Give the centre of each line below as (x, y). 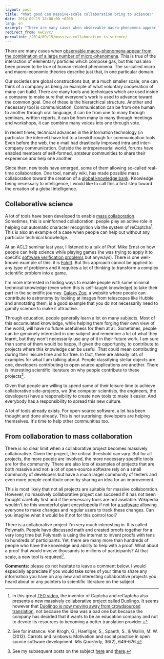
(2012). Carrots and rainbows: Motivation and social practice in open (81, 636)
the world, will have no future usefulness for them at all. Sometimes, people (81, 328)
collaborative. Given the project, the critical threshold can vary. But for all (79, 453)
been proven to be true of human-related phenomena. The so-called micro (80, 66)
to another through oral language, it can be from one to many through (75, 112)
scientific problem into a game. (36, 273)
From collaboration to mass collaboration (69, 437)
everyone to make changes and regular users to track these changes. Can (80, 510)
